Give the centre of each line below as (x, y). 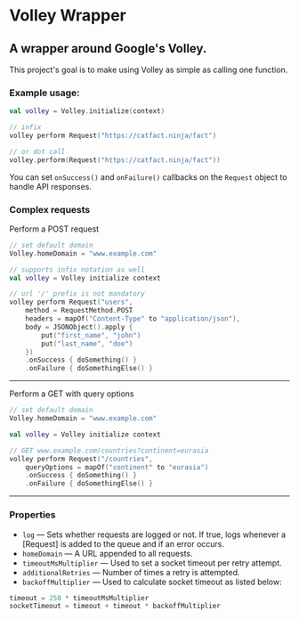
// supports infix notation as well (77, 269)
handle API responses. (50, 186)
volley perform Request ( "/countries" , (81, 459)
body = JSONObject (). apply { (79, 327)
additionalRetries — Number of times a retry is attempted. (131, 572)
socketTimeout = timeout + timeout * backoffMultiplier (115, 607)
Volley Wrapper (68, 16)
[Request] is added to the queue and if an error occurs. (123, 543)
